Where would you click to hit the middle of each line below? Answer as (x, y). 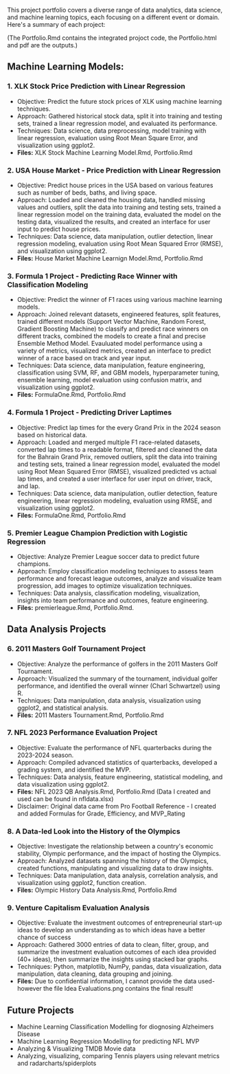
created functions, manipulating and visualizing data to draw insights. (115, 868)
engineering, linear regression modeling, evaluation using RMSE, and (114, 501)
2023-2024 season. (45, 755)
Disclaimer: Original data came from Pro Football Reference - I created (116, 806)
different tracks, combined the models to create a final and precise (111, 336)
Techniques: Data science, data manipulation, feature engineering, (111, 365)
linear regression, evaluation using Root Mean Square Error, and (107, 138)
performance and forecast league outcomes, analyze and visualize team (119, 578)
